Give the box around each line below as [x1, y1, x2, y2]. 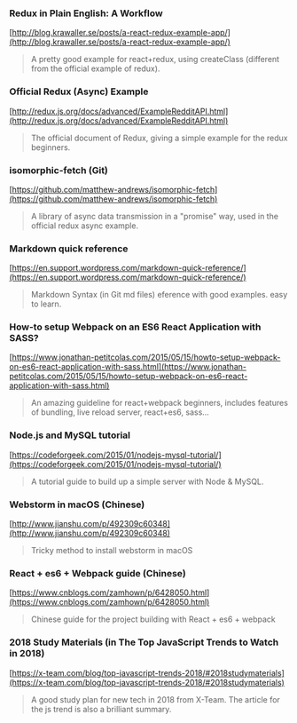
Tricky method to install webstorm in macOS [30, 545, 193, 556]
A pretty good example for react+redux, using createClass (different [30, 54, 280, 65]
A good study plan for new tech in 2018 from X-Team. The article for [30, 694, 281, 704]
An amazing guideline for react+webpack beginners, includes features [30, 398, 288, 409]
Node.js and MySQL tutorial [9, 429, 131, 441]
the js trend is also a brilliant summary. [30, 703, 172, 714]
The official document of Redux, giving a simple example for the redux [30, 132, 288, 143]
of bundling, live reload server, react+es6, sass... [30, 407, 210, 417]
